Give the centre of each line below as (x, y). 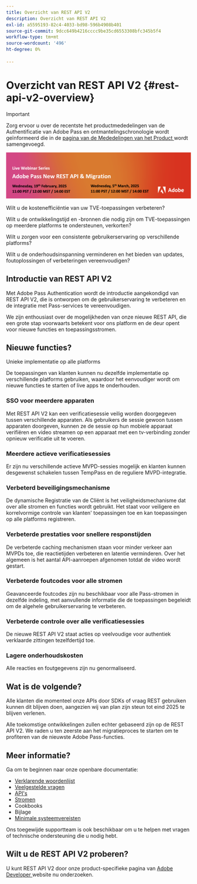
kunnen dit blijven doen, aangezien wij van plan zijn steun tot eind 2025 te (96, 707)
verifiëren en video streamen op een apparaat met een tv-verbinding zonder (98, 432)
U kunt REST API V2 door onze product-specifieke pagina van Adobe (89, 868)
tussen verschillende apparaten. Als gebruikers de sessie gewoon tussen (94, 419)
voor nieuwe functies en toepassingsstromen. (61, 329)
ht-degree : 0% (23, 50)
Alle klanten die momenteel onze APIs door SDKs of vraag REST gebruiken (96, 701)
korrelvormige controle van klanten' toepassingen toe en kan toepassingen (97, 513)
